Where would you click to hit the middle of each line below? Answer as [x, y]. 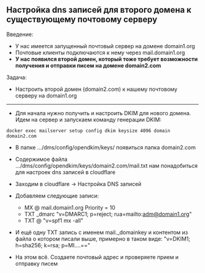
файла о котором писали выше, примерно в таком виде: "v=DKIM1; [103, 239]
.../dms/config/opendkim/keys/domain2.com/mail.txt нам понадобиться [106, 165]
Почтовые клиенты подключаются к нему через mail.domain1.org [100, 52]
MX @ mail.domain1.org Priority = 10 [70, 207]
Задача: [16, 77]
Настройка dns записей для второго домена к [99, 10]
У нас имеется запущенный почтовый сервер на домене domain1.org [105, 46]
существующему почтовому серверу [82, 20]
